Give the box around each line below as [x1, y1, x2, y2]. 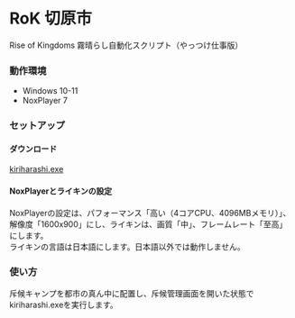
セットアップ [9, 119, 66, 132]
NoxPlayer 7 [22, 95, 68, 106]
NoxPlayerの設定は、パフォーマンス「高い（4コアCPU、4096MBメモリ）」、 [9, 207, 291, 218]
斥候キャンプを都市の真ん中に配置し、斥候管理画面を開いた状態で [9, 287, 254, 298]
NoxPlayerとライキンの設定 [9, 186, 113, 196]
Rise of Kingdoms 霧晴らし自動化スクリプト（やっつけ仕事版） [9, 40, 244, 50]
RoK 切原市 [9, 8, 92, 29]
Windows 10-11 [22, 86, 78, 96]
